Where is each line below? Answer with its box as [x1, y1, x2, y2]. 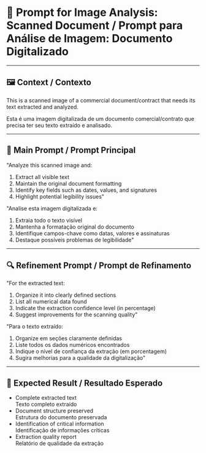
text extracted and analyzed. [6, 103, 78, 110]
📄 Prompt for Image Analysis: [6, 6, 158, 20]
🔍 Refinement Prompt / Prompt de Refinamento [6, 260, 192, 270]
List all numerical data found [15, 298, 87, 305]
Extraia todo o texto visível [15, 216, 83, 224]
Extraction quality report [15, 433, 77, 441]
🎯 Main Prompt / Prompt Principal [6, 145, 136, 156]
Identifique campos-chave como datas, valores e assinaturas [15, 229, 170, 237]
